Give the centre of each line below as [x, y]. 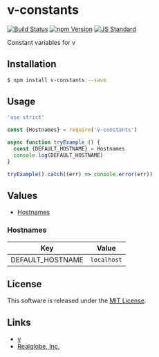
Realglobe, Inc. [38, 347]
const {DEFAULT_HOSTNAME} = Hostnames [69, 149]
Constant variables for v [41, 42]
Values [22, 195]
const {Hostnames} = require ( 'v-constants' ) [72, 130]
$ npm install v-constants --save [57, 80]
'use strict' [26, 117]
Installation [32, 64]
